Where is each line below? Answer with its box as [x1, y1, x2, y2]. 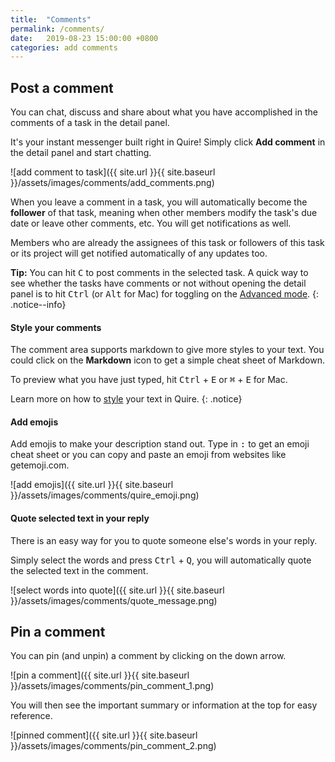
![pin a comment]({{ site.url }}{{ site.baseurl [10, 669, 190, 681]
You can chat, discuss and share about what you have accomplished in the [10, 106, 318, 118]
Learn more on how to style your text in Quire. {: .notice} [10, 393, 243, 405]
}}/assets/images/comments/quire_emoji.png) [10, 489, 200, 501]
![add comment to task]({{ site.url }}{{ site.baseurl [10, 166, 216, 178]
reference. [10, 710, 53, 722]
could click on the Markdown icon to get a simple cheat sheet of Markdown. [10, 354, 325, 366]
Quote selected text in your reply [10, 512, 150, 525]
